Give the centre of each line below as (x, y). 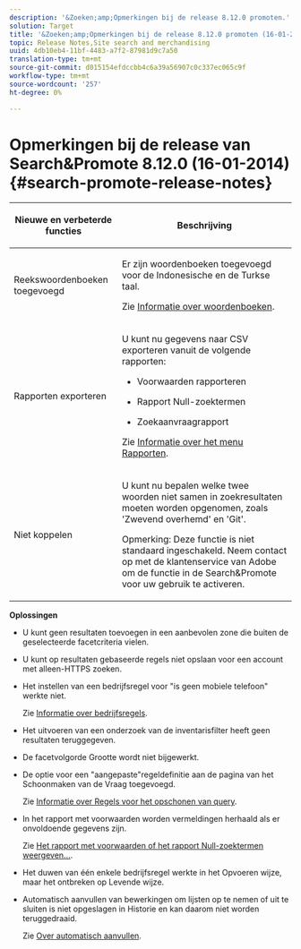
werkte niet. (44, 696)
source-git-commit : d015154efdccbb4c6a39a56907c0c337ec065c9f (128, 68)
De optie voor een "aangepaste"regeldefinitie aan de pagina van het (148, 774)
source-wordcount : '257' (56, 84)
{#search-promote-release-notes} (141, 182)
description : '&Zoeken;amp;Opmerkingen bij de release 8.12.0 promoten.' (150, 17)
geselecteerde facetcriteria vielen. (86, 642)
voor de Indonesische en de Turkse (196, 276)
